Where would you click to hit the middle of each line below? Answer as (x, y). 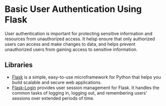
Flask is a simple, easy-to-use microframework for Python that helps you (86, 77)
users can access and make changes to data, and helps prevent (70, 44)
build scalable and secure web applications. (57, 82)
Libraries (19, 65)
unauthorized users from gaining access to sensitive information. (71, 49)
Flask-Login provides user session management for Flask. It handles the (85, 88)
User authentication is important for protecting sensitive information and (79, 33)
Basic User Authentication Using (73, 9)
